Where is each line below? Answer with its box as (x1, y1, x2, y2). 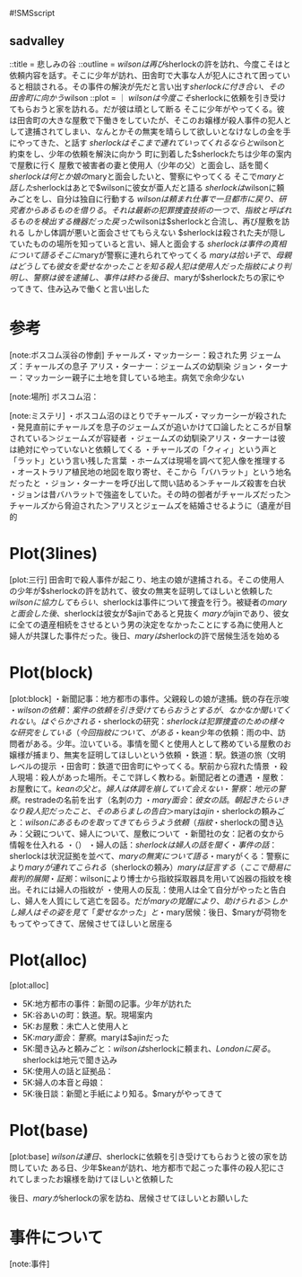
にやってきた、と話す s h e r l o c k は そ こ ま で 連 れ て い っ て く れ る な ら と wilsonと (9, 137, 286, 147)
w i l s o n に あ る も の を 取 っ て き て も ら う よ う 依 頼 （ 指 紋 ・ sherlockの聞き (25, 817, 276, 828)
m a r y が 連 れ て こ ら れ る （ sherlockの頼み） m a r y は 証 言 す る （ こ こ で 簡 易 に (24, 862, 291, 873)
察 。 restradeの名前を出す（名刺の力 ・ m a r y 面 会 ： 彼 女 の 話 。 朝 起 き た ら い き (9, 794, 289, 805)
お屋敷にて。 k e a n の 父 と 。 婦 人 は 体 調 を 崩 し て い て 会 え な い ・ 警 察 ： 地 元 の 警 (9, 783, 287, 794)
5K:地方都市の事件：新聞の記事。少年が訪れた (22, 998, 193, 1009)
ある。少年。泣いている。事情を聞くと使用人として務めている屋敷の (32, 738, 284, 749)
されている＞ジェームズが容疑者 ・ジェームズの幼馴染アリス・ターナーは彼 (9, 432, 286, 443)
